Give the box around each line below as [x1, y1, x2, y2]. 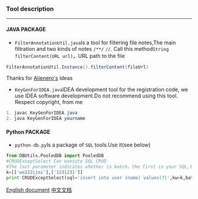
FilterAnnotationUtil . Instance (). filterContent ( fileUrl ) [6, 64, 149, 70]
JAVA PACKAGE [6, 25, 46, 32]
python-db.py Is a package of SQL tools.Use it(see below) [14, 141, 151, 149]
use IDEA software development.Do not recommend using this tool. [14, 92, 178, 99]
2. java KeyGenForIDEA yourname [6, 116, 85, 122]
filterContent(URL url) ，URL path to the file [14, 52, 125, 59]
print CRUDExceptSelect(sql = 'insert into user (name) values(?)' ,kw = [6, 175, 181, 181]
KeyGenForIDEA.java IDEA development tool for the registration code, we [14, 86, 189, 93]
